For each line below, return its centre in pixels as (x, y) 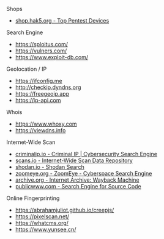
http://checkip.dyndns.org (48, 87)
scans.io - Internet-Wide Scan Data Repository (74, 160)
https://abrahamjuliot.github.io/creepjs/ (65, 210)
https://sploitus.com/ (42, 44)
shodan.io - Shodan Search (50, 167)
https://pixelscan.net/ (42, 216)
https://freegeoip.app (42, 94)
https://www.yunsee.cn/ (46, 229)
